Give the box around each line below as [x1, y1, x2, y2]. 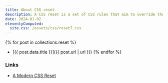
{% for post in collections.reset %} [5, 39, 76, 45]
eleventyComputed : [5, 21, 43, 26]
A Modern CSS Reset [12, 73, 56, 79]
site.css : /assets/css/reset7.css [9, 26, 81, 31]
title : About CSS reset [5, 7, 55, 12]
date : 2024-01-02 [5, 16, 41, 21]
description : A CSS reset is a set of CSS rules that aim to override [5, 12, 155, 17]
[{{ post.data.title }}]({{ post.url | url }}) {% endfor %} [12, 49, 122, 55]
